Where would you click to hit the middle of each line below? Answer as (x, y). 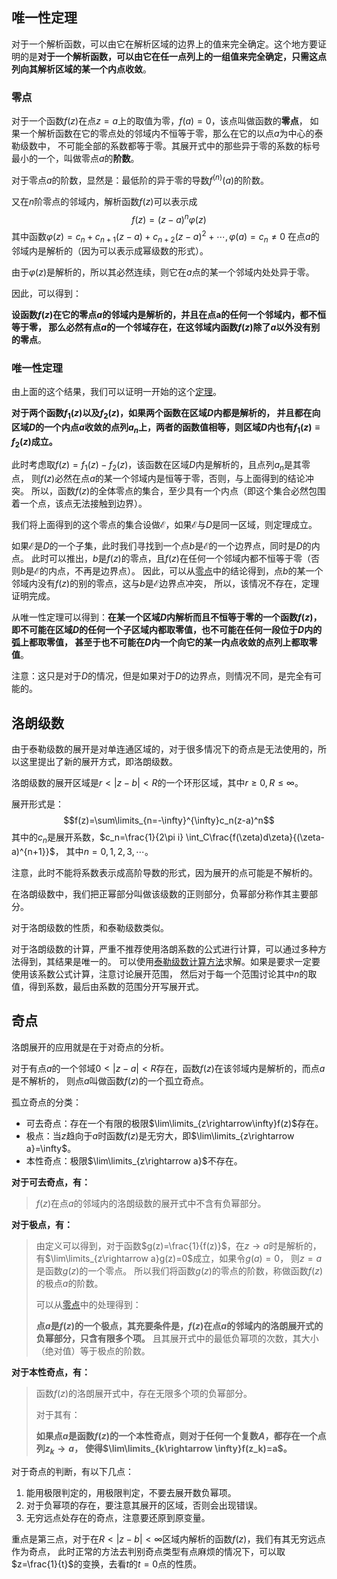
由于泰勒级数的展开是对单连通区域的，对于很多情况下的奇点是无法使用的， (164, 749)
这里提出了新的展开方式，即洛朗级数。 (98, 762)
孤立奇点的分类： (46, 1102)
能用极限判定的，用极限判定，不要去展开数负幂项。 (131, 1492)
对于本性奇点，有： (51, 1372)
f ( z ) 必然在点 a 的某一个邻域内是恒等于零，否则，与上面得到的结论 (172, 479)
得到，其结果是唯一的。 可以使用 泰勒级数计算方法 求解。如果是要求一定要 (170, 961)
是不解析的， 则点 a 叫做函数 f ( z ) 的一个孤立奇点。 (110, 1080)
